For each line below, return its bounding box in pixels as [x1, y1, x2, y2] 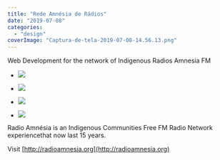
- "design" [14, 30, 46, 38]
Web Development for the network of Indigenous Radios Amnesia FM [7, 56, 211, 65]
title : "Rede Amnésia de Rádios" [7, 10, 107, 18]
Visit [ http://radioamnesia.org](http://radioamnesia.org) [7, 145, 170, 154]
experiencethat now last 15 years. [7, 131, 106, 139]
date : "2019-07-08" [7, 17, 66, 24]
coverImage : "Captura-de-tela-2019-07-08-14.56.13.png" [7, 37, 177, 44]
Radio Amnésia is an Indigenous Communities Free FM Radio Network [7, 124, 213, 132]
